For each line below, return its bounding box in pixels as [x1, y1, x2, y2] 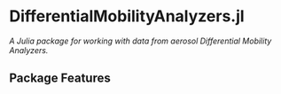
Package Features [9, 71, 111, 86]
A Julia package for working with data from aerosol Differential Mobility [9, 35, 272, 46]
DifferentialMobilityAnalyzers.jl [9, 6, 246, 27]
